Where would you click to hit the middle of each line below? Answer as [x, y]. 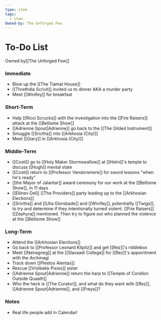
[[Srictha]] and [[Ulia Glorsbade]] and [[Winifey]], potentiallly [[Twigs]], [83, 204]
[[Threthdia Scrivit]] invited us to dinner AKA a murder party [72, 89]
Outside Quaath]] [30, 278]
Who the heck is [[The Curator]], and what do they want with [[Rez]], [81, 284]
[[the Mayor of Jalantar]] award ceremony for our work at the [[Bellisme [84, 183]
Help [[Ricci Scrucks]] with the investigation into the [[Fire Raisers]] [80, 118]
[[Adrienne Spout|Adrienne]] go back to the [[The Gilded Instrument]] [82, 128]
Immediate [18, 74]
